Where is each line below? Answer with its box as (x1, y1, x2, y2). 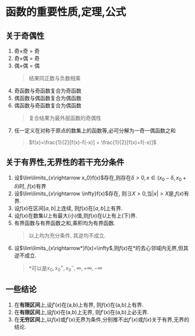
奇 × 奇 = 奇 (14, 48, 40, 54)
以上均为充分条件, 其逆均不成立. (28, 232, 106, 239)
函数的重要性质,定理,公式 (5, 5, 126, 19)
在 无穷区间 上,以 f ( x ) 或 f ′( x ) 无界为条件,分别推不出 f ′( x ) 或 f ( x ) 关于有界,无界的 (14, 316, 190, 323)
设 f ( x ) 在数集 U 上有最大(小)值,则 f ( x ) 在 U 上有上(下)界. (14, 212, 138, 219)
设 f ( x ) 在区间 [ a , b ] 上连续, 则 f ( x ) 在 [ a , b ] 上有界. (14, 205, 123, 212)
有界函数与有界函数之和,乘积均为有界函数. (14, 219, 115, 226)
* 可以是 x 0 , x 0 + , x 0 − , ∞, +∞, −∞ (28, 263, 103, 273)
